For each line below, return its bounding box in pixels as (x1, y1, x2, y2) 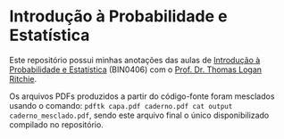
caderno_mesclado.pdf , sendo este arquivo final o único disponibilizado (9, 110, 270, 120)
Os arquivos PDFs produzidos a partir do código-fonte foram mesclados (9, 91, 275, 102)
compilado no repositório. (9, 119, 104, 130)
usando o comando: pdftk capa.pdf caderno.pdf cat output (9, 100, 233, 110)
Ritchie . (9, 73, 38, 84)
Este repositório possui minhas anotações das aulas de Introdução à (9, 54, 261, 65)
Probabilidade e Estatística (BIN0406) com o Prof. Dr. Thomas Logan (9, 64, 262, 75)
